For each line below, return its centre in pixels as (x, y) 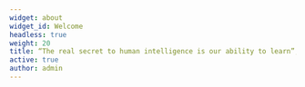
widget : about (36, 18)
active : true (34, 60)
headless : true (38, 34)
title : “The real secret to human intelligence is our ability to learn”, (154, 52)
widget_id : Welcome (46, 26)
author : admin (36, 69)
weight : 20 (30, 43)
